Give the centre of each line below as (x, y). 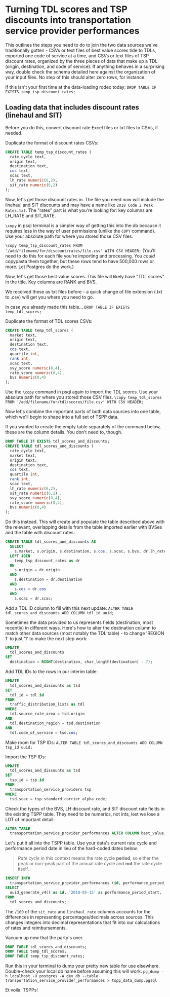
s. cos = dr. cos (30, 589)
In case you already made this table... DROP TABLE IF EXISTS (68, 307)
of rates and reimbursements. (36, 928)
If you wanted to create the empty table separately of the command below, (83, 427)
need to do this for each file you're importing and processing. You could (80, 256)
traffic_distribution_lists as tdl (47, 705)
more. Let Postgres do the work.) (40, 267)
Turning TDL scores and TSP (66, 9)
